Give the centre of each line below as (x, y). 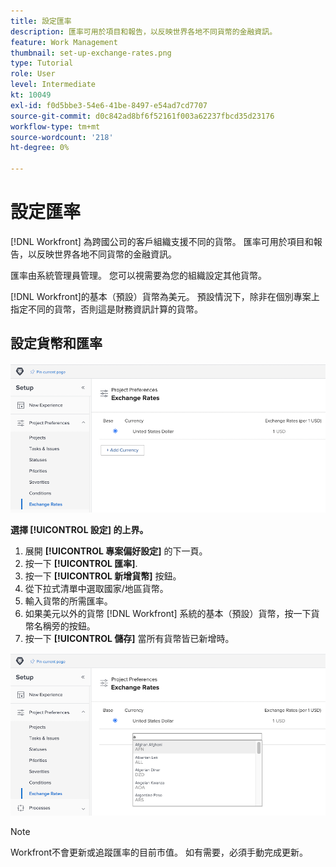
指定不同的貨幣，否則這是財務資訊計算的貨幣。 (106, 309)
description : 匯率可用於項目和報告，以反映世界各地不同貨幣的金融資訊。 (144, 31)
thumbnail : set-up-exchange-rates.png (91, 53)
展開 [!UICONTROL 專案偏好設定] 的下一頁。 (116, 551)
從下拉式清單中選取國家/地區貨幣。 (96, 589)
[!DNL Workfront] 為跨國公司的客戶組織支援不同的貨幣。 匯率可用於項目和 (162, 241)
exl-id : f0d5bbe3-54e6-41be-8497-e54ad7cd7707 (109, 105)
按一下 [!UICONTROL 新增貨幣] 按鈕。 (103, 576)
